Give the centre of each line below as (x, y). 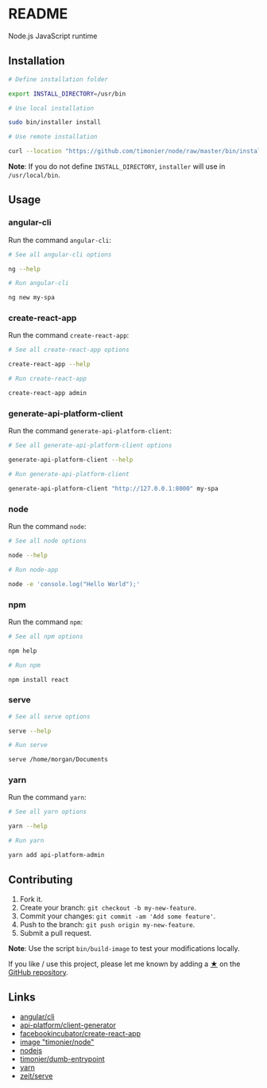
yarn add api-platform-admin (56, 855)
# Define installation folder (58, 79)
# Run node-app (33, 569)
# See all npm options (46, 636)
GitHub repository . (39, 972)
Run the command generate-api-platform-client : (90, 431)
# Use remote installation (53, 137)
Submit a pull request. (56, 933)
